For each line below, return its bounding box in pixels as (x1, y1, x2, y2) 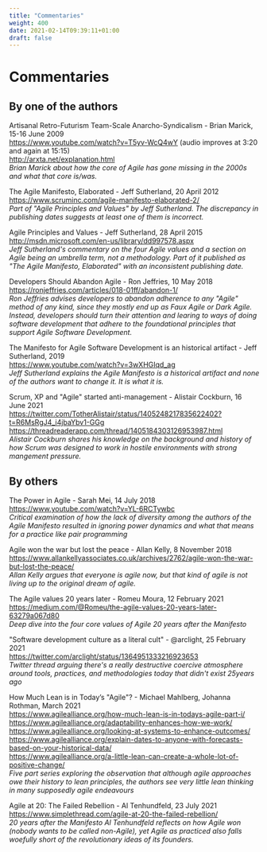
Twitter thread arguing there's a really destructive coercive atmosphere (9, 660, 243, 670)
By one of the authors (9, 99, 118, 113)
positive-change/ (9, 761, 66, 770)
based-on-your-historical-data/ (9, 743, 112, 753)
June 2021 (9, 401, 44, 410)
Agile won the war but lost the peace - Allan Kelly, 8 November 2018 (9, 545, 233, 554)
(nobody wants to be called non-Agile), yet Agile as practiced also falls (9, 827, 242, 836)
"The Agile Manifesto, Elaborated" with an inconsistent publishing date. (9, 262, 244, 271)
